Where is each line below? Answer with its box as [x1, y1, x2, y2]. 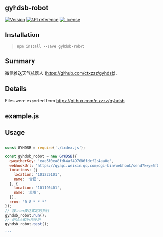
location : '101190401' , [14, 186, 62, 191]
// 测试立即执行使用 [5, 217, 41, 222]
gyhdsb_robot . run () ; [5, 213, 47, 218]
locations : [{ [9, 168, 38, 172]
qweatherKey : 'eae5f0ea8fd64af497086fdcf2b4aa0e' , [9, 159, 114, 164]
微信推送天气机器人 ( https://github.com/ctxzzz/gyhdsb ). [5, 70, 117, 76]
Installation [5, 31, 40, 39]
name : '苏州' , [14, 190, 41, 195]
